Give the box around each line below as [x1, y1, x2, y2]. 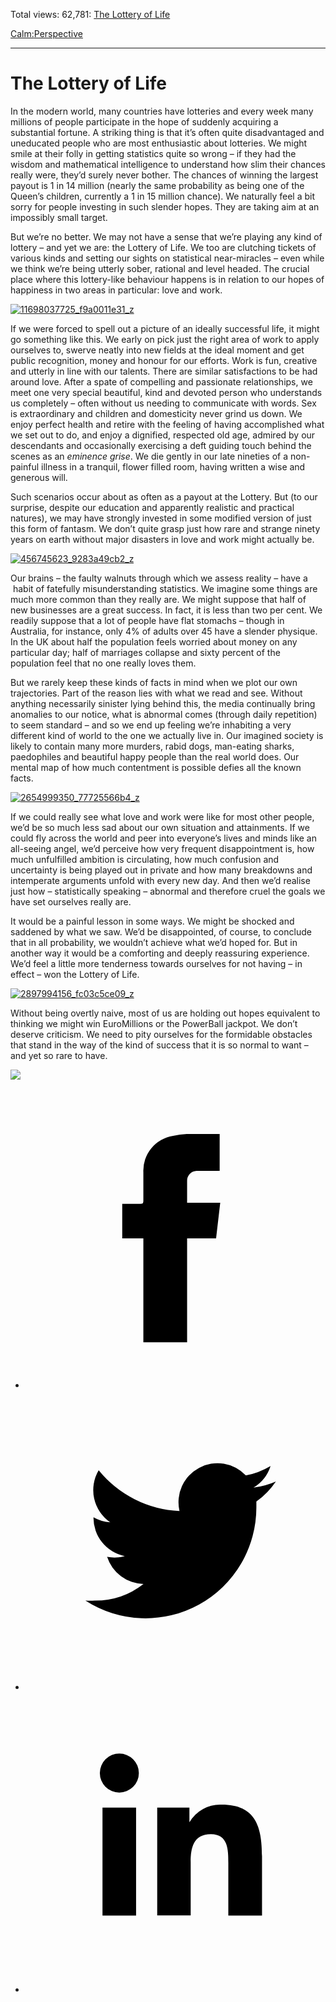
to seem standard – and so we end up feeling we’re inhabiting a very [10, 719, 292, 731]
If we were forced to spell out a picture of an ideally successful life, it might [10, 322, 320, 334]
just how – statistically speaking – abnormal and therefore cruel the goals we [10, 885, 326, 897]
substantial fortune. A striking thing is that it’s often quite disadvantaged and [10, 126, 325, 138]
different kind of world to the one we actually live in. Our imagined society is [10, 729, 324, 741]
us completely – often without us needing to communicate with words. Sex [10, 397, 317, 409]
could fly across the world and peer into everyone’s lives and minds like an [10, 832, 317, 844]
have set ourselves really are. [10, 895, 132, 908]
